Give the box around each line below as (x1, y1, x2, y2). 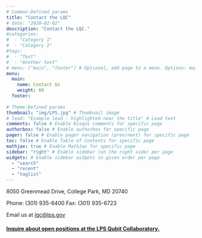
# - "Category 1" (6, 37, 52, 43)
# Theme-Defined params (6, 104, 66, 110)
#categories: (6, 31, 39, 37)
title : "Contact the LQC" (6, 14, 71, 20)
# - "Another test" (6, 59, 58, 65)
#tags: (6, 48, 23, 54)
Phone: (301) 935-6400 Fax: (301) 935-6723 (6, 199, 117, 207)
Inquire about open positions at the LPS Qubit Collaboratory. (6, 225, 160, 232)
